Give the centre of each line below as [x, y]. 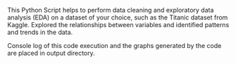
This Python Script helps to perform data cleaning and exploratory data [111, 10]
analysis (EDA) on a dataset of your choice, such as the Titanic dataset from [118, 17]
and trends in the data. [40, 32]
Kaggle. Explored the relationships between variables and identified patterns [118, 25]
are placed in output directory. [51, 53]
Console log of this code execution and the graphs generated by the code [114, 46]
